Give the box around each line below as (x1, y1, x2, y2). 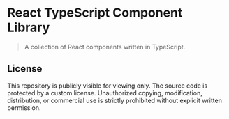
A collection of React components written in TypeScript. (24, 42, 186, 51)
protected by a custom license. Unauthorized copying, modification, (7, 88, 202, 97)
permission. (7, 103, 41, 112)
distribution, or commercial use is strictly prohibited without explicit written (7, 96, 222, 104)
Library (7, 19, 50, 35)
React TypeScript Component (7, 5, 183, 21)
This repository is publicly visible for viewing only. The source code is (7, 81, 208, 90)
